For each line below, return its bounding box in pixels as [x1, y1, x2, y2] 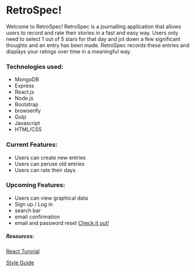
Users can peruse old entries [14, 160, 85, 167]
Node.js [14, 95, 34, 102]
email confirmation [14, 213, 60, 220]
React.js [14, 89, 35, 96]
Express [14, 82, 35, 89]
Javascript [14, 120, 40, 127]
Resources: [6, 233, 35, 240]
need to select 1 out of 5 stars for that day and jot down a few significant [6, 35, 180, 42]
